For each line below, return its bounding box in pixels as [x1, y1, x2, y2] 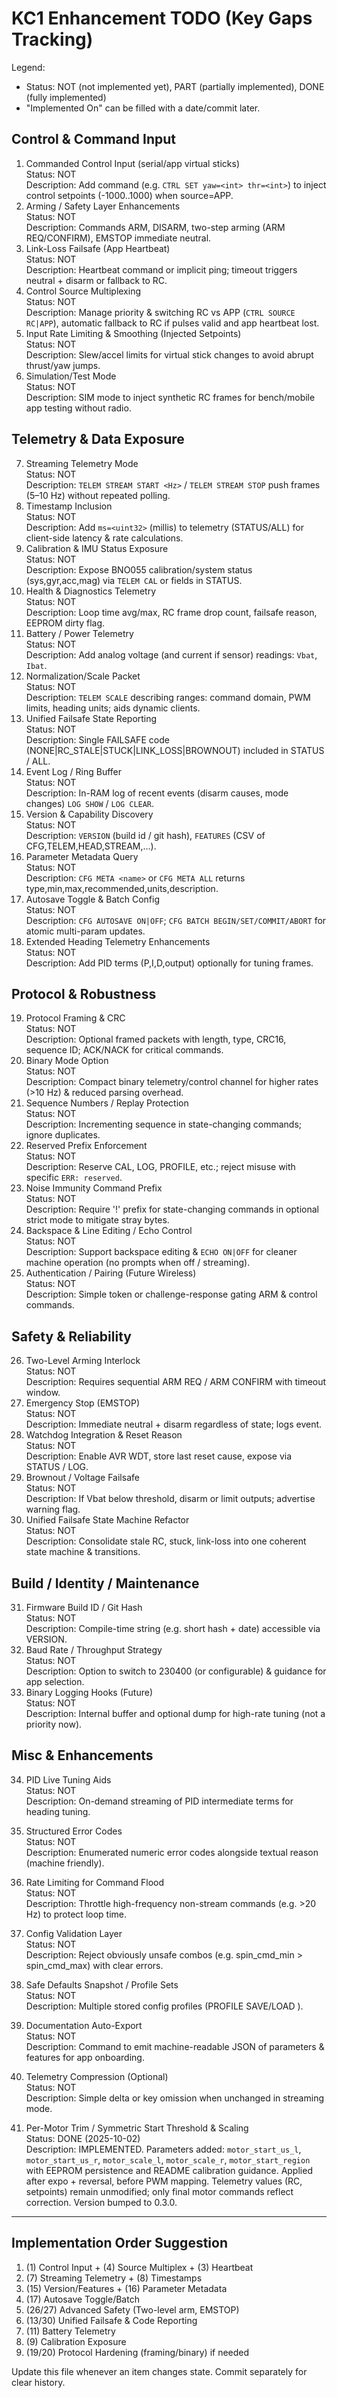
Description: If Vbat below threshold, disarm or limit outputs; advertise [25, 1493, 316, 1505]
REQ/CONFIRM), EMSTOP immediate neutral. [25, 232, 212, 244]
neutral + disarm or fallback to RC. [25, 274, 168, 286]
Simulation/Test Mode [25, 370, 117, 382]
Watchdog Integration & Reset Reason [25, 1429, 183, 1441]
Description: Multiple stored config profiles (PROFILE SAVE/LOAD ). [25, 2000, 304, 2012]
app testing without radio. [25, 402, 132, 414]
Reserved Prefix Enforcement [25, 1140, 148, 1152]
